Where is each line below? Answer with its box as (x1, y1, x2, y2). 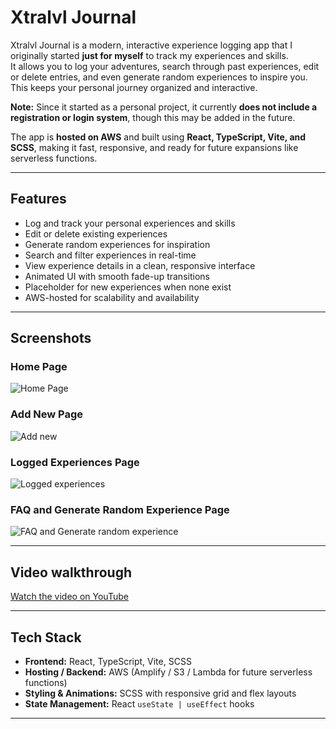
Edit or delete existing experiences (24, 227, 168, 240)
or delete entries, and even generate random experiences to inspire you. (10, 71, 308, 83)
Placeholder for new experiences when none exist (24, 281, 232, 293)
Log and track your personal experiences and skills (24, 217, 236, 229)
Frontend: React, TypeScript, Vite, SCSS (24, 655, 192, 667)
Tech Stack (10, 629, 82, 646)
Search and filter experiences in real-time (24, 249, 197, 261)
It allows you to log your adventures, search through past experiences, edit (10, 60, 320, 72)
